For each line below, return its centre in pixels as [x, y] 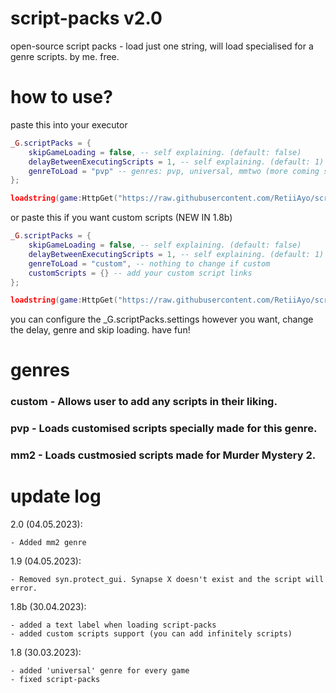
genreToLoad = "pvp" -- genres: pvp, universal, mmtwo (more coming [174, 171]
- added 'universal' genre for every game [100, 671]
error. [24, 588]
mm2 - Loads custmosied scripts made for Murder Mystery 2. [163, 455]
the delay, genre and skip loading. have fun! [100, 330]
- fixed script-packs [55, 680]
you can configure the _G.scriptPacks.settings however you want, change [162, 319]
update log [56, 496]
